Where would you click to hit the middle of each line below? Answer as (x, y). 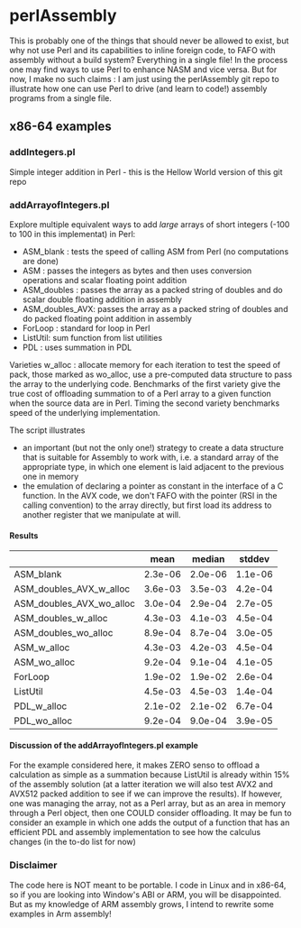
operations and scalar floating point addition (105, 280)
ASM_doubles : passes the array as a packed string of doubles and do (152, 289)
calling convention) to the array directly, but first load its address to (147, 505)
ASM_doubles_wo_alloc (64, 633)
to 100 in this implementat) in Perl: (73, 234)
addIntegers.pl (42, 152)
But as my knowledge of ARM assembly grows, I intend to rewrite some (142, 904)
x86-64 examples (60, 127)
